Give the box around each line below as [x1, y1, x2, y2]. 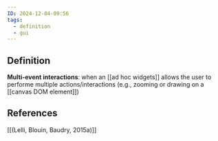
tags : [7, 17, 23, 23]
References [7, 107, 58, 119]
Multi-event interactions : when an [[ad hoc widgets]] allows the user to [7, 73, 212, 81]
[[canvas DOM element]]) [7, 87, 79, 96]
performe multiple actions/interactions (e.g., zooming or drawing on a [7, 80, 204, 89]
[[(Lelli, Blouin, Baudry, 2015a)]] [7, 125, 97, 134]
